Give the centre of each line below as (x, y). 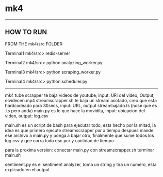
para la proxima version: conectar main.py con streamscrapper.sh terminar (80, 150)
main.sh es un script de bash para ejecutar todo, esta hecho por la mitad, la (81, 125)
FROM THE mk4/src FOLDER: (34, 44)
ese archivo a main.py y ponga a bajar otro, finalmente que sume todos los (80, 135)
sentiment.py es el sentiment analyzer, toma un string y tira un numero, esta (81, 164)
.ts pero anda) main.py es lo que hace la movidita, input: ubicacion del (75, 111)
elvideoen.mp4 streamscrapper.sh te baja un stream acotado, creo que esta (81, 100)
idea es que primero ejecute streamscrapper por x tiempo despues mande (79, 130)
